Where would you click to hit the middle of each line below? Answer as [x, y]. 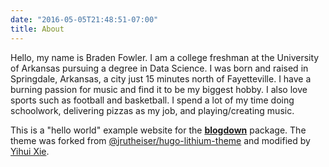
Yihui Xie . [30, 151]
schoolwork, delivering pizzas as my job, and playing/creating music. [152, 110]
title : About [37, 29]
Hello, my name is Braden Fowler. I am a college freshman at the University [165, 57]
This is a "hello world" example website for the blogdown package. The [158, 130]
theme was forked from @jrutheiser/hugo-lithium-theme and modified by [160, 140]
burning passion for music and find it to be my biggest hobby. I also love [159, 89]
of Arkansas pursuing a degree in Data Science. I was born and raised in [159, 68]
